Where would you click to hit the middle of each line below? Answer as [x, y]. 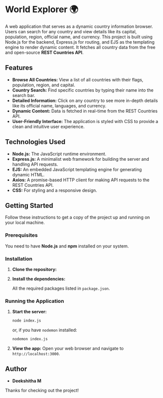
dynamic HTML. [28, 174]
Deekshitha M [27, 381]
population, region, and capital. [43, 85]
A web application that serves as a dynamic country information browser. [79, 26]
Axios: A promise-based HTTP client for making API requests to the [81, 180]
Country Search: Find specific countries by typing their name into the [83, 90]
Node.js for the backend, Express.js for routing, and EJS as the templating [80, 42]
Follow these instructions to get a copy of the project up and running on [78, 217]
